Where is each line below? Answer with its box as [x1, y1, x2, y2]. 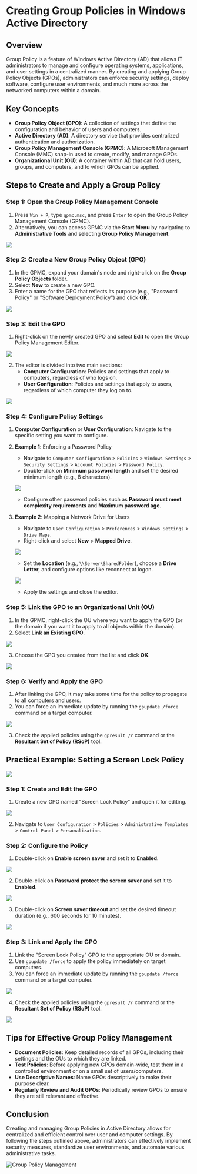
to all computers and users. [14, 697, 81, 704]
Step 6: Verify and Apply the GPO [6, 677, 103, 685]
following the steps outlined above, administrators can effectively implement [6, 1138, 191, 1145]
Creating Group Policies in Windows [6, 4, 186, 18]
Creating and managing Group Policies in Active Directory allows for [6, 1125, 171, 1132]
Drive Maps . [23, 531, 52, 538]
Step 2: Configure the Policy [6, 842, 88, 850]
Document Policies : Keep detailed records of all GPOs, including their [14, 1048, 184, 1056]
